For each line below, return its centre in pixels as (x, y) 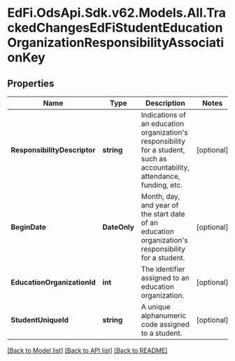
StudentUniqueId (40, 320)
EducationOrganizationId (53, 282)
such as (154, 159)
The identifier (163, 269)
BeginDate (29, 227)
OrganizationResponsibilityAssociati (116, 43)
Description (165, 103)
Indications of (164, 115)
